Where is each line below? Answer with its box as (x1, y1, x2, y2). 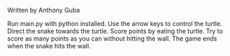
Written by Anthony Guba (7, 6, 80, 14)
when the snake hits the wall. (7, 42, 91, 50)
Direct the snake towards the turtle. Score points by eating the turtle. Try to (7, 27, 224, 35)
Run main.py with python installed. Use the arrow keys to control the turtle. (7, 20, 222, 27)
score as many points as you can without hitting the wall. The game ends (7, 34, 217, 43)
